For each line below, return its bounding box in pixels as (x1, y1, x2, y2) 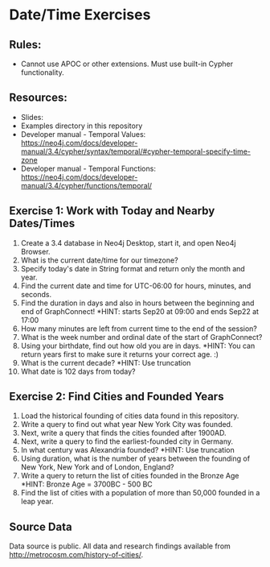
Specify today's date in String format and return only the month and (20, 263, 246, 273)
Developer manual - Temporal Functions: (20, 163, 156, 173)
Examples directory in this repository (20, 121, 143, 130)
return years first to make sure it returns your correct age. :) (20, 349, 219, 359)
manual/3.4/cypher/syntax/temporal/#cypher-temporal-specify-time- (20, 147, 252, 156)
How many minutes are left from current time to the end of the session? (20, 324, 258, 333)
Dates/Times (9, 217, 76, 230)
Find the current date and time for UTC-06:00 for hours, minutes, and (20, 280, 252, 291)
